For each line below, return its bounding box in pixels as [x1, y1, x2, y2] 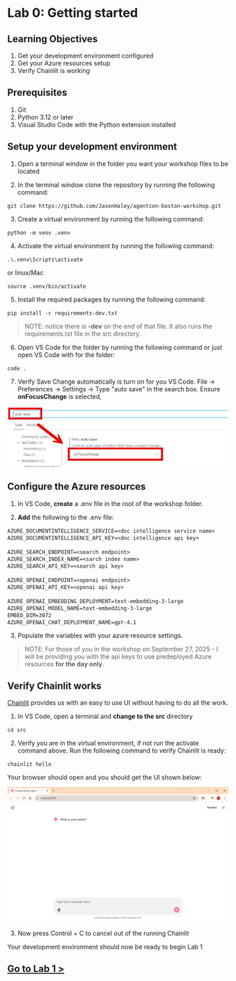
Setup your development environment [7, 141, 178, 152]
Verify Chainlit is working [17, 67, 90, 74]
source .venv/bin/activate [7, 282, 86, 290]
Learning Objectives [7, 33, 98, 45]
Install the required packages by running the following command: [17, 295, 206, 304]
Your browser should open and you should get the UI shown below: [7, 773, 202, 781]
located [17, 167, 40, 175]
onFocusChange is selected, [17, 392, 102, 401]
